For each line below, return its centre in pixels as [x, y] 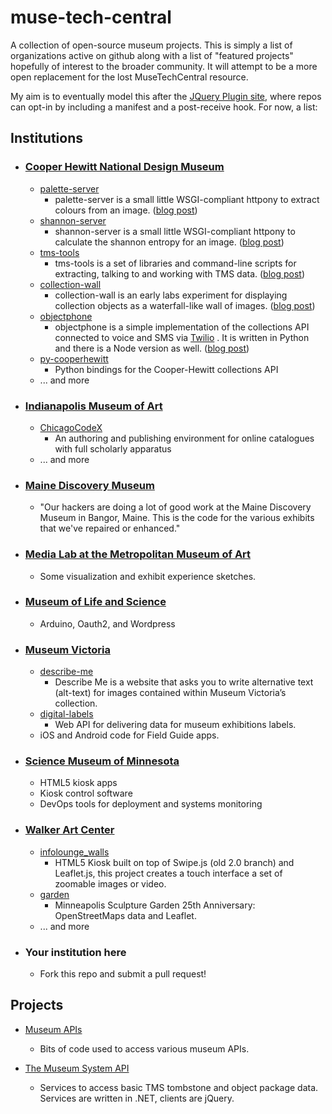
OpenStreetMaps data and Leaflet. [125, 915]
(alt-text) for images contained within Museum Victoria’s [170, 693]
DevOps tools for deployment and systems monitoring [151, 804]
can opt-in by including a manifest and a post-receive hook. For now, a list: [164, 107]
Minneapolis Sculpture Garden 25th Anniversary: [155, 905]
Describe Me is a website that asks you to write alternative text [184, 682]
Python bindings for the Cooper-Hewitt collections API [166, 369]
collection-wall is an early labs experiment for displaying [171, 295]
